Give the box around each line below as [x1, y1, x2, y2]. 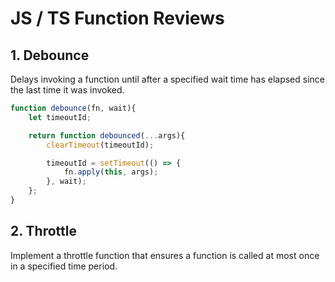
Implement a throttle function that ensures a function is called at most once [10, 249, 320, 261]
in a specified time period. [10, 260, 118, 272]
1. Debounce [10, 47, 90, 64]
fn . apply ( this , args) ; [63, 167, 159, 177]
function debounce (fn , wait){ [10, 103, 137, 113]
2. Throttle [10, 223, 77, 240]
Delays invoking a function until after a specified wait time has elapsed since [10, 73, 325, 85]
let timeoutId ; [28, 112, 92, 122]
